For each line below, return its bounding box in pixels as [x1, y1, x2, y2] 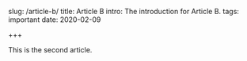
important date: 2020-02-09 [8, 15, 101, 24]
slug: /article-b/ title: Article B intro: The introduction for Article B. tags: [8, 7, 240, 16]
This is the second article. [8, 45, 93, 54]
